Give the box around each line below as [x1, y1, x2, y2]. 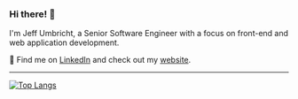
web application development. [9, 37, 120, 48]
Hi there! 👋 [9, 8, 56, 20]
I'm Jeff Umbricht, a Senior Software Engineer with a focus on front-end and [9, 28, 289, 39]
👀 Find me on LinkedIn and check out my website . [9, 55, 192, 65]
